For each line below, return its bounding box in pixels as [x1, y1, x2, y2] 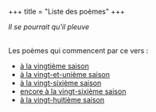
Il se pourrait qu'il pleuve [8, 22, 90, 31]
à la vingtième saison [19, 61, 90, 71]
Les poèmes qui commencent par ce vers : [8, 46, 149, 55]
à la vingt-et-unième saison [19, 70, 110, 79]
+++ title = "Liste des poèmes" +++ [8, 7, 125, 16]
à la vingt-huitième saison [19, 95, 105, 104]
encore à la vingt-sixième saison [19, 87, 127, 96]
